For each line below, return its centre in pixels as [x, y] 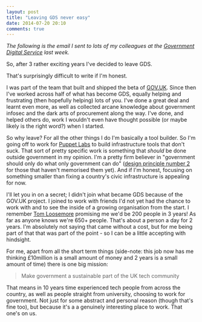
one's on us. [22, 314]
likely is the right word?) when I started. [55, 126]
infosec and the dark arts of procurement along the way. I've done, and [95, 113]
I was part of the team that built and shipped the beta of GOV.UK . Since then [101, 88]
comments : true [25, 29]
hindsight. [19, 240]
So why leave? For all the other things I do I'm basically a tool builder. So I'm [101, 138]
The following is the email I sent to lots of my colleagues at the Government [100, 46]
